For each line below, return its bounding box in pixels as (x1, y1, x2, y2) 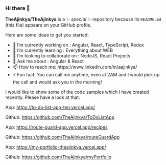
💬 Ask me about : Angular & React (12, 58, 84, 65)
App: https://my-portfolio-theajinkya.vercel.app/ (5, 144, 106, 150)
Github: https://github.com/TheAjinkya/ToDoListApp (5, 114, 115, 120)
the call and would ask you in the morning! (12, 79, 102, 85)
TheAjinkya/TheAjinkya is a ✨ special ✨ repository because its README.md (5, 16, 162, 23)
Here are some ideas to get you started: (5, 32, 89, 38)
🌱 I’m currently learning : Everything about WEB (12, 47, 113, 53)
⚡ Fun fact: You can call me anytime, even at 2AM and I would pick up (12, 72, 160, 78)
